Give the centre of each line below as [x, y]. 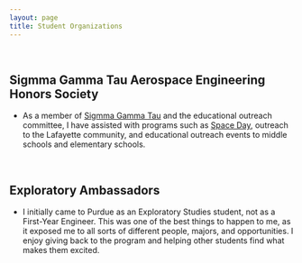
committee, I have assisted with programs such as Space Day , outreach [155, 125]
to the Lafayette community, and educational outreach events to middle [155, 135]
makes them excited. [61, 250]
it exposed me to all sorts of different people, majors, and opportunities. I [158, 231]
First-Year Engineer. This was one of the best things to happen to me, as [156, 222]
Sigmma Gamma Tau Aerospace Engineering [137, 80]
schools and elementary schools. [84, 144]
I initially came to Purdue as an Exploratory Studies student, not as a [149, 212]
